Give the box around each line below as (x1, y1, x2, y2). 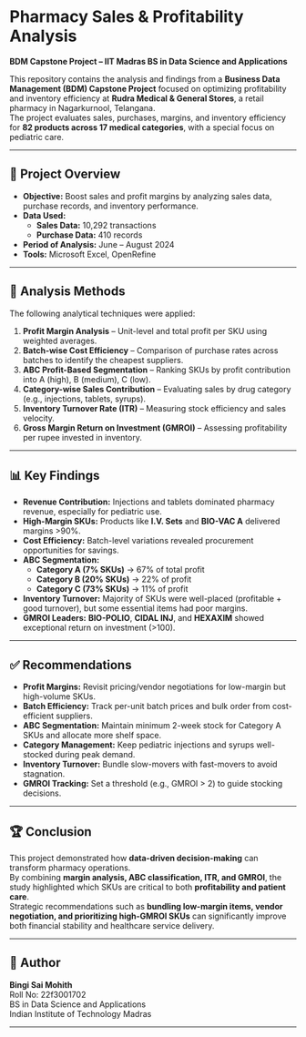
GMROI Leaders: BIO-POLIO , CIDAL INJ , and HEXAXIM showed (22, 613, 265, 624)
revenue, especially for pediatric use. (22, 506, 162, 517)
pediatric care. (9, 131, 65, 142)
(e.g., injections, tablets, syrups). (22, 393, 147, 404)
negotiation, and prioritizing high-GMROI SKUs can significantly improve (9, 910, 287, 921)
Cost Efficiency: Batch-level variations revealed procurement (22, 535, 254, 546)
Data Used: (22, 209, 66, 220)
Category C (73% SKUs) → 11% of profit (36, 584, 189, 595)
